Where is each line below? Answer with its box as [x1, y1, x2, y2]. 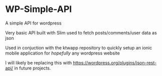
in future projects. [14, 65, 51, 71]
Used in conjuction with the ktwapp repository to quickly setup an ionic [5, 44, 152, 50]
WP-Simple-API [5, 3, 72, 15]
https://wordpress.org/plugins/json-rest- [72, 59, 157, 65]
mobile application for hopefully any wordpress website [5, 50, 120, 56]
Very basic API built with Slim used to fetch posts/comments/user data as [5, 29, 157, 35]
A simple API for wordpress [5, 20, 62, 26]
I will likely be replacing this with [5, 59, 72, 65]
